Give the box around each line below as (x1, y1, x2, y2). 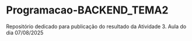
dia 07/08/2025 (6, 29, 44, 36)
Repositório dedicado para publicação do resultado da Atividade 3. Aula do (6, 23, 187, 30)
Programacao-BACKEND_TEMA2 (6, 4, 169, 17)
